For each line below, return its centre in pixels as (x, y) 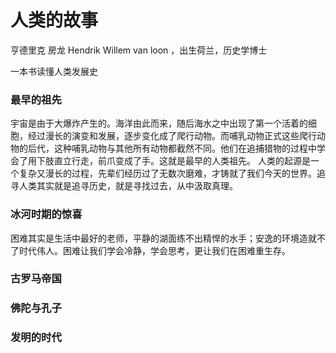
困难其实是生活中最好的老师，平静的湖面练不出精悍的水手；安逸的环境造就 (163, 238)
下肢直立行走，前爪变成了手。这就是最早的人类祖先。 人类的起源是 (173, 161)
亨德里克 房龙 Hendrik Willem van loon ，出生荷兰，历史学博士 (139, 50)
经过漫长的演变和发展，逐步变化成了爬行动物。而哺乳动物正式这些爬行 (172, 136)
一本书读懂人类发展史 (54, 71)
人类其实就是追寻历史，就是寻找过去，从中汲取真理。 (128, 186)
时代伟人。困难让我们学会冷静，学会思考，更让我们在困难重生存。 (154, 250)
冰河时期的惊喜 (46, 214)
